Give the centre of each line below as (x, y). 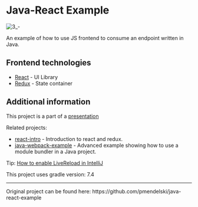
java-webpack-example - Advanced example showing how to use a (96, 145)
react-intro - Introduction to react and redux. (69, 139)
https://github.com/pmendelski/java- (137, 191)
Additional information (48, 102)
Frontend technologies (49, 63)
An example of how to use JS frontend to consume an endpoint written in (95, 38)
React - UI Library (36, 77)
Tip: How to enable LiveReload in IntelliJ (55, 163)
